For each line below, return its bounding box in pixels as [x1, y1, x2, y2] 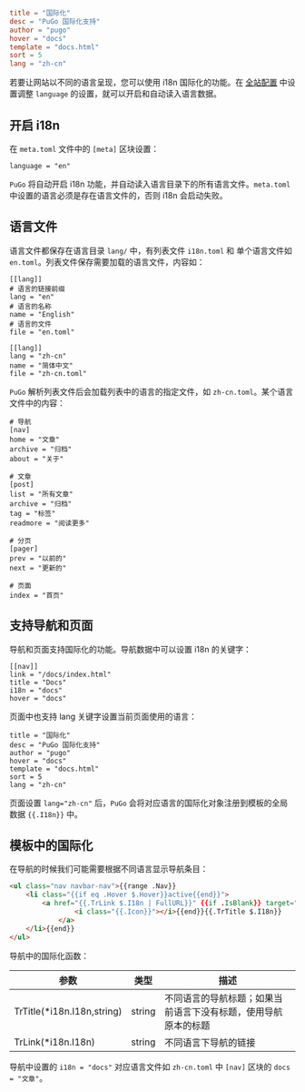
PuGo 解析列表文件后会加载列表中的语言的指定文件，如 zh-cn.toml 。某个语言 [9, 386, 294, 397]
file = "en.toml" [9, 328, 75, 337]
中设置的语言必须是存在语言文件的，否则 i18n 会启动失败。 [9, 189, 228, 200]
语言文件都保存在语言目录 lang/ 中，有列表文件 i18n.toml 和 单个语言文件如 [9, 245, 292, 256]
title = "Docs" [9, 678, 67, 687]
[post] [9, 480, 34, 489]
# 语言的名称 [9, 301, 52, 311]
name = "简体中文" [9, 360, 74, 370]
